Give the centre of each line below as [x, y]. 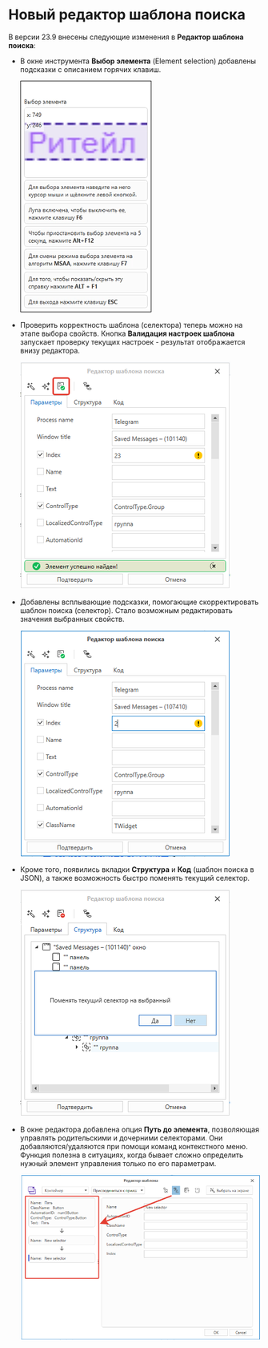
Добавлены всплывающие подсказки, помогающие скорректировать [139, 602]
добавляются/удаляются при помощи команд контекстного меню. [134, 1146]
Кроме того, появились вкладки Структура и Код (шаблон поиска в [137, 869]
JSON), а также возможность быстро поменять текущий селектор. [135, 878]
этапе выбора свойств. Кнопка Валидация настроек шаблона [127, 333]
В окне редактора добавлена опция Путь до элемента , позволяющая [140, 1129]
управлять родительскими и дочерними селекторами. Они [121, 1138]
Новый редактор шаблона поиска [127, 15]
